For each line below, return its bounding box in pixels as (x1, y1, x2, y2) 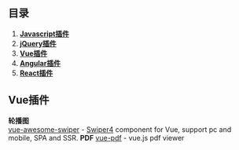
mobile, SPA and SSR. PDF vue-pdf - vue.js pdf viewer (8, 133, 185, 142)
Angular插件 (19, 58, 61, 68)
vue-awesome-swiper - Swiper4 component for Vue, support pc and (8, 124, 232, 134)
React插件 (19, 68, 53, 78)
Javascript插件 (19, 29, 69, 38)
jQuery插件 (19, 38, 57, 48)
